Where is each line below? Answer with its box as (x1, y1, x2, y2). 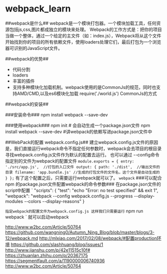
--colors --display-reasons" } (24, 198, 85, 204)
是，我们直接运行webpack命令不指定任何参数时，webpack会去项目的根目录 (5, 145, 162, 151)
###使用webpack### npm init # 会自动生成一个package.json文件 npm (5, 122, 150, 128)
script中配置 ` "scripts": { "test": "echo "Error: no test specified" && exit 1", (5, 187, 158, 193)
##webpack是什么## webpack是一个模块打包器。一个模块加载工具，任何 (5, 20, 156, 26)
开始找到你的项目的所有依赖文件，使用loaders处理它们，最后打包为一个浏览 (5, 38, 161, 45)
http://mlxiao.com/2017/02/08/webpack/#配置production (39, 235, 157, 241)
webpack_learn (5, 3, 71, 14)
